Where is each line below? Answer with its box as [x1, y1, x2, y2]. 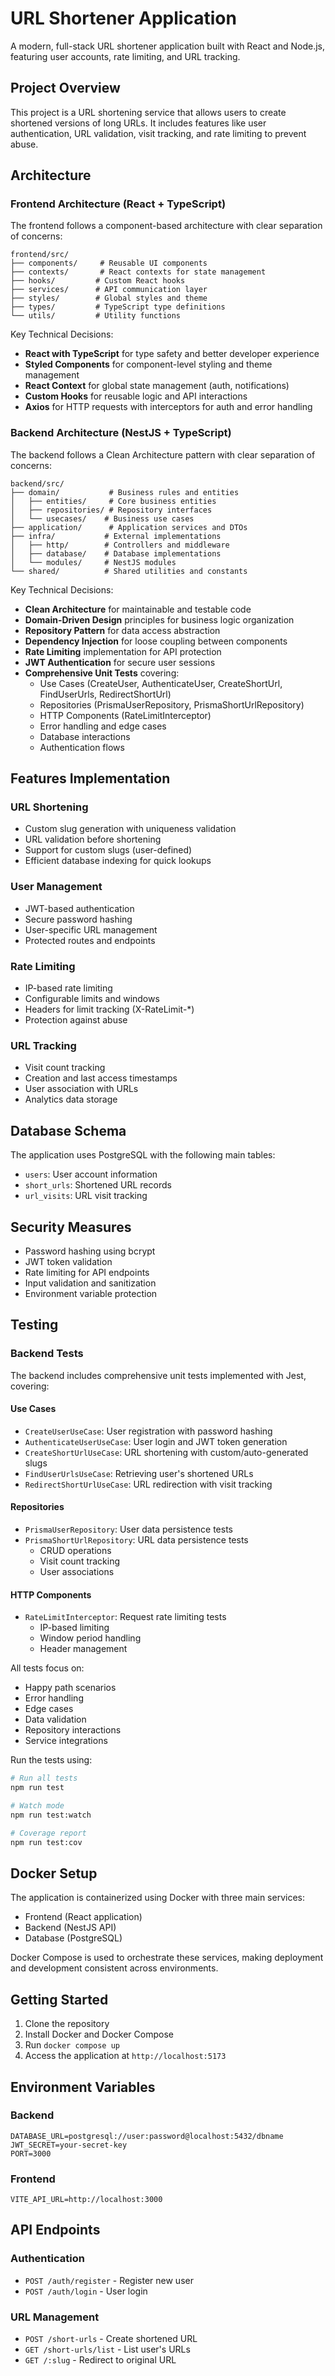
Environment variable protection [24, 1287, 158, 1299]
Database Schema [10, 1122, 127, 1139]
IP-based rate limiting [24, 982, 113, 994]
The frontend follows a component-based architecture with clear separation [10, 220, 323, 232]
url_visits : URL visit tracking [24, 1190, 148, 1202]
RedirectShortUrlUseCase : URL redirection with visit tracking [24, 1478, 273, 1490]
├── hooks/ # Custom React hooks [10, 276, 186, 286]
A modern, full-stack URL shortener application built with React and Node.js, [10, 40, 326, 52]
